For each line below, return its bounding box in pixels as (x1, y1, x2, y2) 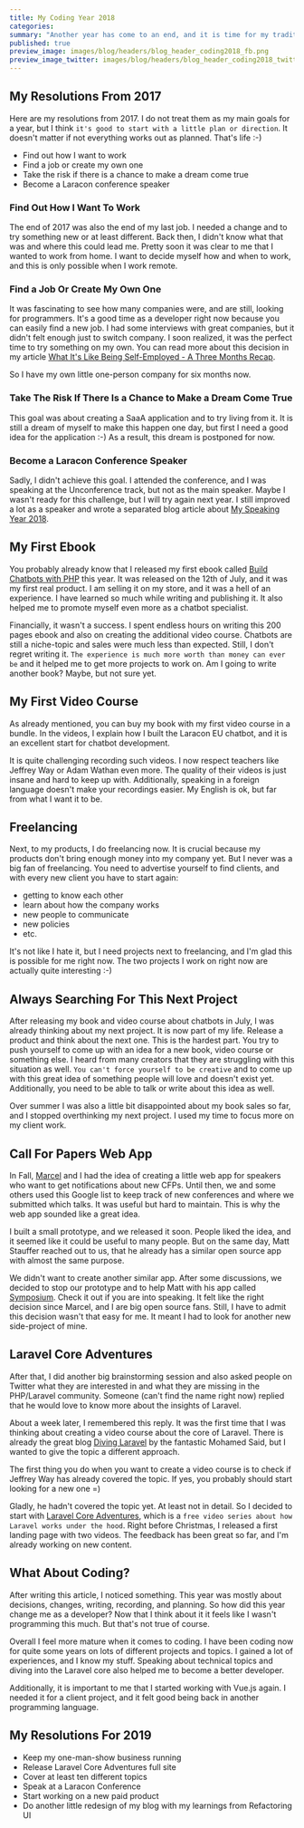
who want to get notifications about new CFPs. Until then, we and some (9, 1179, 276, 1191)
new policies (22, 919, 71, 929)
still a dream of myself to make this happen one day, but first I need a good (9, 422, 289, 433)
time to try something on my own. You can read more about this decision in (9, 342, 290, 353)
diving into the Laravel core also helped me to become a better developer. (9, 1664, 285, 1676)
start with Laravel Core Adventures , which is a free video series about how (9, 1510, 293, 1521)
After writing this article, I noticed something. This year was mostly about (9, 1589, 282, 1600)
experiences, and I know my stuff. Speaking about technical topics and (9, 1655, 273, 1666)
